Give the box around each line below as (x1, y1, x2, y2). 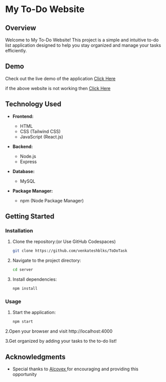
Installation (5, 227, 34, 234)
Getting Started (5, 212, 55, 221)
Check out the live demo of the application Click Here (5, 75, 116, 82)
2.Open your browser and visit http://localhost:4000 (5, 328, 113, 334)
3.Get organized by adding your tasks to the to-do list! (5, 338, 117, 344)
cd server (12, 267, 34, 272)
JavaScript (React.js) (20, 133, 64, 139)
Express (20, 159, 37, 165)
